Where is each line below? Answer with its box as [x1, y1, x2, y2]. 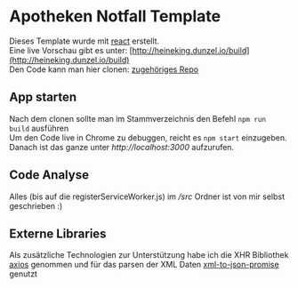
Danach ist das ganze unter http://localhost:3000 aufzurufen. [9, 141, 234, 152]
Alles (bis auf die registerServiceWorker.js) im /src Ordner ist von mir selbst [9, 191, 286, 202]
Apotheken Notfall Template [9, 6, 221, 27]
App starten [9, 90, 77, 105]
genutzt [9, 268, 38, 279]
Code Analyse [9, 167, 89, 183]
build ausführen [9, 123, 69, 133]
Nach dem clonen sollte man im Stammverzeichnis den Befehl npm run [9, 113, 267, 124]
